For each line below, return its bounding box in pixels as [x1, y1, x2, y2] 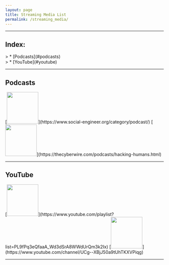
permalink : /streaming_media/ [5, 17, 69, 22]
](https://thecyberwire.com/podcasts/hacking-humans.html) [37, 151, 162, 157]
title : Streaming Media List [5, 12, 66, 17]
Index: [5, 40, 26, 48]
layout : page [5, 7, 33, 13]
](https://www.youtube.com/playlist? [38, 211, 114, 217]
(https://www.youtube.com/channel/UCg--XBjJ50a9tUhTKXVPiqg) [5, 249, 144, 255]
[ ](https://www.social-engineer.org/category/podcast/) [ [5, 119, 153, 125]
